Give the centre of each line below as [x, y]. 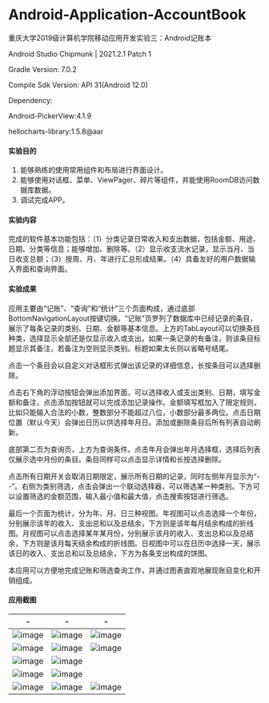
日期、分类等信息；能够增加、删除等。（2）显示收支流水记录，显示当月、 [128, 249]
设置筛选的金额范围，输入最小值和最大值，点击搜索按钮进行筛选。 [124, 496]
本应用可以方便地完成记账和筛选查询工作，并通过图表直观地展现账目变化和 [131, 570]
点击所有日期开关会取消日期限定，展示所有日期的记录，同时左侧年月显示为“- [134, 476]
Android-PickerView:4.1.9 [50, 116]
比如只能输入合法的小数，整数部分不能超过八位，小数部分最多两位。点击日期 [134, 412]
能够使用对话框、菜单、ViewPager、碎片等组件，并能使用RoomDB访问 [137, 180]
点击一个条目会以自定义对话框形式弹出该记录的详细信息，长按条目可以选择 [131, 365]
